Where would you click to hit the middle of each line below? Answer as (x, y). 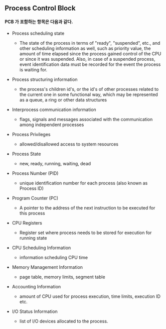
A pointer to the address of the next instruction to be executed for (87, 207)
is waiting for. (33, 69)
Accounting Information (36, 286)
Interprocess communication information (54, 109)
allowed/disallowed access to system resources (69, 144)
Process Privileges (31, 134)
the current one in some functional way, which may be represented (89, 94)
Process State (26, 154)
